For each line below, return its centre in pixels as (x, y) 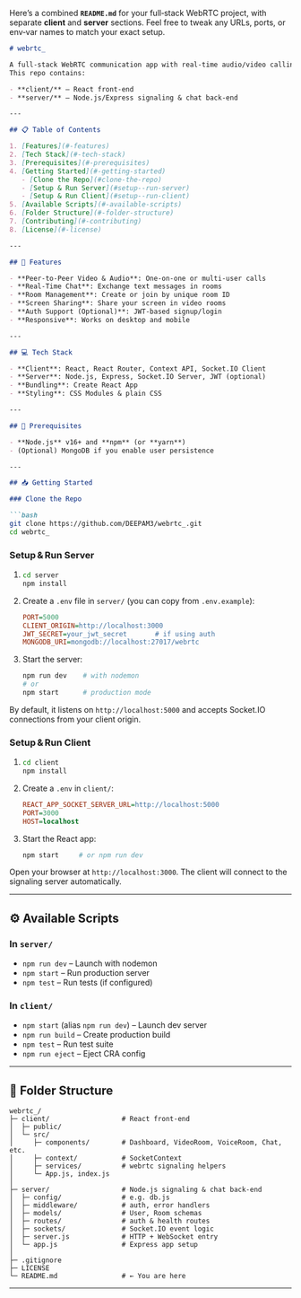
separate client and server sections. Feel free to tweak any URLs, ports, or (147, 22)
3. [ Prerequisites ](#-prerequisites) (80, 162)
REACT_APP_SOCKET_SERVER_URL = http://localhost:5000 (120, 804)
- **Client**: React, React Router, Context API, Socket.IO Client (138, 368)
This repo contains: (48, 73)
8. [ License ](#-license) (56, 229)
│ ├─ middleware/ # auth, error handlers (110, 1206)
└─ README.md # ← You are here (98, 1276)
